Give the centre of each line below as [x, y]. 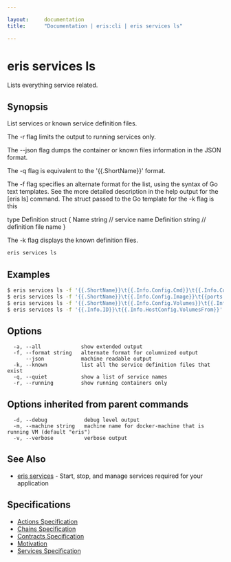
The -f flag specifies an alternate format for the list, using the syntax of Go [112, 184]
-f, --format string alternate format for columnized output [106, 353]
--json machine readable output [89, 359]
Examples [29, 274]
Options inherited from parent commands [98, 404]
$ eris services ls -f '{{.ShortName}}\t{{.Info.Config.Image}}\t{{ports [115, 297]
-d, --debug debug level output [76, 420]
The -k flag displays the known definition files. [73, 240]
